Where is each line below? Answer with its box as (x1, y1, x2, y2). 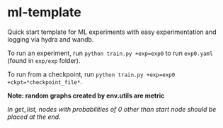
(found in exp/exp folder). (7, 56, 81, 64)
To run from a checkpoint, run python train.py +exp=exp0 (7, 70, 176, 78)
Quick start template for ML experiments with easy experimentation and (7, 28, 217, 36)
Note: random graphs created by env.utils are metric (7, 91, 165, 100)
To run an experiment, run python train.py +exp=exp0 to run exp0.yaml (7, 49, 214, 57)
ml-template (7, 4, 81, 21)
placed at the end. (7, 112, 62, 121)
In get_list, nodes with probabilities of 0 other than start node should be (7, 105, 217, 113)
